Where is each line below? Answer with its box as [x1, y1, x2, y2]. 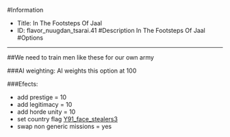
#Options [16, 34, 43, 42]
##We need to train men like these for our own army [7, 53, 154, 61]
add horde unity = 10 [16, 108, 76, 116]
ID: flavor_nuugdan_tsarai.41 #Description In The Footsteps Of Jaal [16, 27, 205, 34]
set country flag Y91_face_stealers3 [16, 115, 118, 123]
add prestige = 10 [16, 93, 67, 101]
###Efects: [7, 80, 38, 88]
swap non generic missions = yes [16, 123, 112, 130]
